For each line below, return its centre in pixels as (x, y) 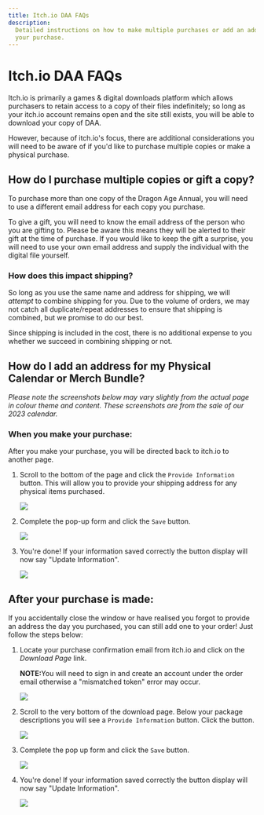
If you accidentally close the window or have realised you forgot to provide (129, 618)
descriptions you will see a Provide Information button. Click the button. (137, 720)
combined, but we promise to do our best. (76, 318)
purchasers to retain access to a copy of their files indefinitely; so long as (127, 106)
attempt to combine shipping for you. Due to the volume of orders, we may (129, 301)
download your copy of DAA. (55, 123)
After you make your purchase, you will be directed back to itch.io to (119, 451)
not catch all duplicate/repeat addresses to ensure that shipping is (115, 309)
